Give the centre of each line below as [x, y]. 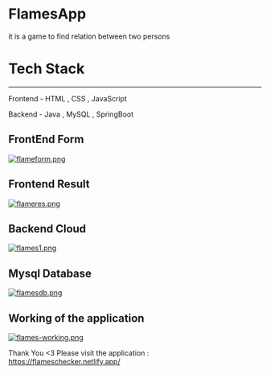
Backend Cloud [47, 229]
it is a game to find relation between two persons [89, 36]
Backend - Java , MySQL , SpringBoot [71, 114]
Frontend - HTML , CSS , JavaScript [67, 98]
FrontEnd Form [46, 140]
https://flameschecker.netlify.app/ [64, 361]
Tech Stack [47, 69]
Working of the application [76, 318]
